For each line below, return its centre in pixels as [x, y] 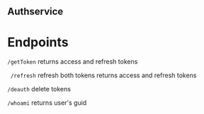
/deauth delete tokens [39, 89]
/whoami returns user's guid [47, 103]
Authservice [35, 12]
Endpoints [38, 42]
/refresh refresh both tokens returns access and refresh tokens [103, 75]
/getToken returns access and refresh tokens [73, 62]
